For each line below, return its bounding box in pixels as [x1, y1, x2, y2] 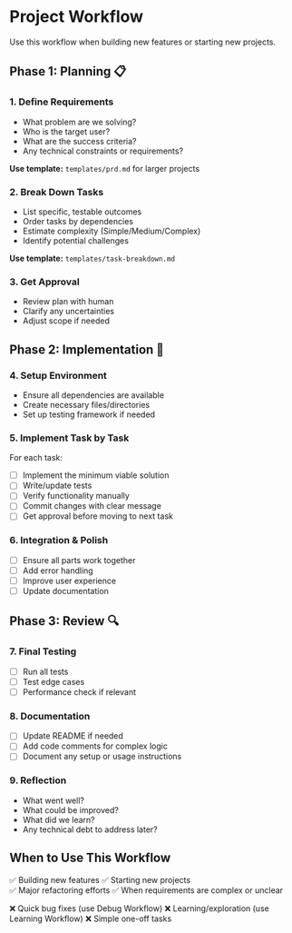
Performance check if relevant [22, 686, 137, 697]
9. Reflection [9, 774, 67, 787]
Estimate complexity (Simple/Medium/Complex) [22, 225, 201, 236]
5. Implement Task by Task [9, 432, 130, 444]
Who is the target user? [22, 125, 111, 137]
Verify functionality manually [22, 491, 130, 501]
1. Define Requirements [9, 95, 114, 108]
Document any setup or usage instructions [22, 751, 182, 762]
